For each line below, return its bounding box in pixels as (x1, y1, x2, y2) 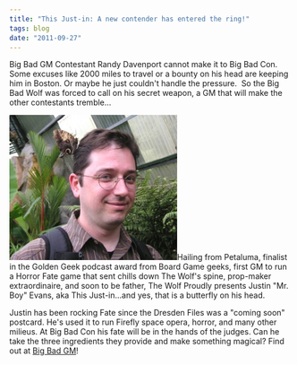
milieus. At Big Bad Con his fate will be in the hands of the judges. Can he (9, 326, 280, 337)
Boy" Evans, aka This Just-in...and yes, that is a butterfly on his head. (9, 290, 266, 300)
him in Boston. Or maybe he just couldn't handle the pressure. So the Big (9, 78, 280, 89)
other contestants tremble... (9, 97, 112, 108)
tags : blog (9, 23, 50, 33)
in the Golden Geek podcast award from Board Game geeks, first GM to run (9, 261, 288, 273)
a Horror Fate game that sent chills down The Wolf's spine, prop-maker (9, 271, 272, 282)
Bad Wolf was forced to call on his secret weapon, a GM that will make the (9, 88, 284, 99)
